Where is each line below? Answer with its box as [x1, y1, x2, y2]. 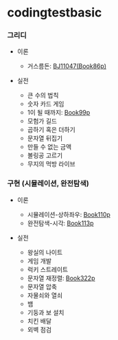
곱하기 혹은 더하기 [27, 126, 75, 134]
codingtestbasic [7, 5, 102, 21]
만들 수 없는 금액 [27, 143, 72, 151]
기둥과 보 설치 [27, 308, 64, 317]
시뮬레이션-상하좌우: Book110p [27, 210, 111, 218]
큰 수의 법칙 [27, 91, 59, 100]
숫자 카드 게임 [27, 100, 64, 108]
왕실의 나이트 [27, 248, 63, 256]
